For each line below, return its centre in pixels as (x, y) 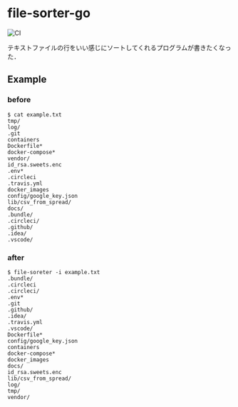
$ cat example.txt (35, 115)
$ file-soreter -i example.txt (54, 272)
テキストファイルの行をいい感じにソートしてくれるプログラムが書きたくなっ (119, 47)
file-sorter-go (49, 13)
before (19, 100)
